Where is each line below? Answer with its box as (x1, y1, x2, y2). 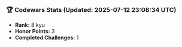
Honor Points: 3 (14, 28, 55, 35)
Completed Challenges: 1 (14, 34, 79, 41)
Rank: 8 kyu (14, 21, 45, 29)
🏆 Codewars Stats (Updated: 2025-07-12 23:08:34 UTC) (6, 5, 177, 14)
